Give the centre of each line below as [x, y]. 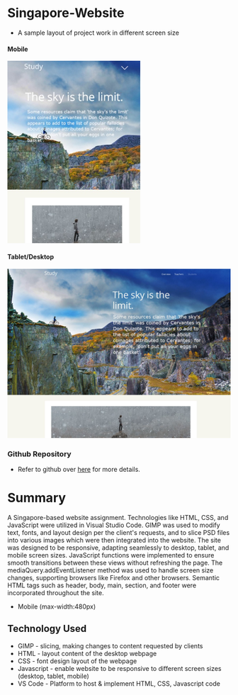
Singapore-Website [66, 13]
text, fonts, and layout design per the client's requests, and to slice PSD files [119, 532]
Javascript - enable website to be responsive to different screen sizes [119, 668]
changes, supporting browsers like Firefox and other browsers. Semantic [114, 577]
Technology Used [47, 629]
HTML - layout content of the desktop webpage [87, 653]
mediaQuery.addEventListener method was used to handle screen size [110, 570]
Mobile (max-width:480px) [57, 606]
